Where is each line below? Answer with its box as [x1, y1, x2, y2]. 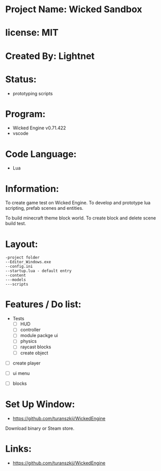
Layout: [5, 238, 38, 250]
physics [20, 338, 37, 344]
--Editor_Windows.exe [5, 260, 51, 265]
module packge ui [20, 333, 58, 339]
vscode [12, 130, 29, 136]
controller [20, 327, 41, 333]
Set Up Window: [5, 398, 75, 410]
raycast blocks [20, 344, 51, 350]
